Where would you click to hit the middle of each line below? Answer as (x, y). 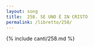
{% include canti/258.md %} (41, 39)
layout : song (22, 11)
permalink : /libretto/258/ (39, 22)
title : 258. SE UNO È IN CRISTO (47, 17)
